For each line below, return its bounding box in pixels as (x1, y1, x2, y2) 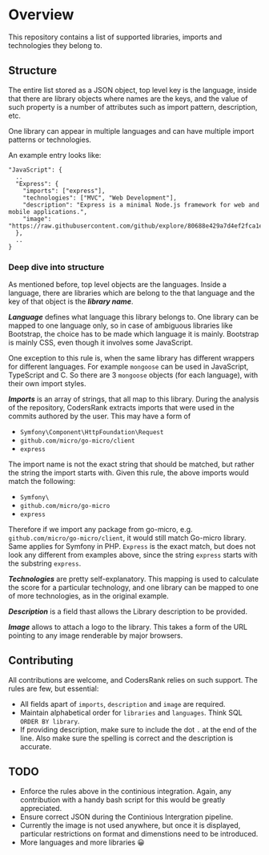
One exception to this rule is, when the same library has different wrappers (8, 353, 255, 363)
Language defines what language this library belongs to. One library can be (8, 313, 259, 322)
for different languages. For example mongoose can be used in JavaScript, (8, 362, 249, 372)
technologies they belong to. (8, 40, 102, 50)
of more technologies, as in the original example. (8, 591, 170, 601)
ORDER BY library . (19, 716, 80, 726)
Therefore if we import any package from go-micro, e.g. (8, 525, 194, 534)
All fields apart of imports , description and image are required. (19, 699, 226, 708)
